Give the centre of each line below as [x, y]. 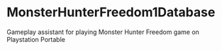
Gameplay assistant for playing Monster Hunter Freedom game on [103, 32]
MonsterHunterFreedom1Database [111, 12]
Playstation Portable [36, 39]
